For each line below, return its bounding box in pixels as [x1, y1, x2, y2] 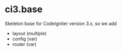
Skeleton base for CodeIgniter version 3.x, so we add [5, 20, 117, 27]
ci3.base [5, 4, 43, 15]
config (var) [12, 36, 37, 42]
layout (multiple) [12, 30, 47, 36]
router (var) [12, 41, 37, 47]
